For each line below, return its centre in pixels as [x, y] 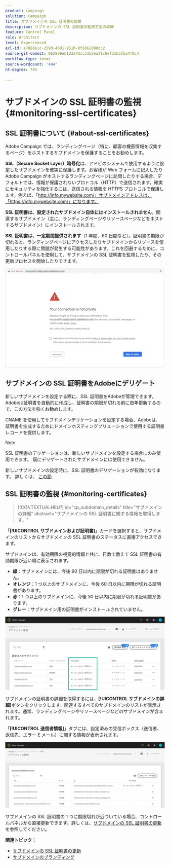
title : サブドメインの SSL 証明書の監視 [44, 21]
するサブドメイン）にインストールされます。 [52, 225]
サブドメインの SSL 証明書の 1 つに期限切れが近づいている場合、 [73, 817]
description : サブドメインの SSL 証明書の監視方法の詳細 [59, 27]
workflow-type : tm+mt [28, 59]
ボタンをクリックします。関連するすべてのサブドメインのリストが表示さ [86, 705]
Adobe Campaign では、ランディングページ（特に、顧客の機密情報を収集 [81, 147]
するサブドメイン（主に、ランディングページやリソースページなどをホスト [87, 219]
